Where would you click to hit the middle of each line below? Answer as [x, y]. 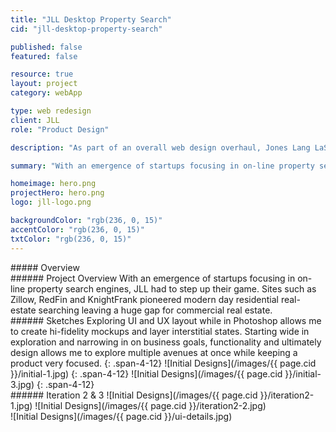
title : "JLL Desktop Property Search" [91, 19]
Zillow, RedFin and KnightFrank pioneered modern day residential [144, 299]
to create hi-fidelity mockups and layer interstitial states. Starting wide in [160, 331]
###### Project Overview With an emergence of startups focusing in [153, 278]
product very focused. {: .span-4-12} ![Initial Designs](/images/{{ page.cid [163, 363]
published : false [46, 47]
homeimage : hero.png [53, 184]
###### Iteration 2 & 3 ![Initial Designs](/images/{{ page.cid [134, 395]
